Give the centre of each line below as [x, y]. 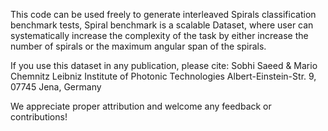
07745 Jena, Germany [56, 87]
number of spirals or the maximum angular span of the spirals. [138, 46]
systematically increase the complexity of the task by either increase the [159, 35]
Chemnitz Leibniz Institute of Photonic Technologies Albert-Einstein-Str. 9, [163, 76]
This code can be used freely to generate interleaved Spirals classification [163, 14]
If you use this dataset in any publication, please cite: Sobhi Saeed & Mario [164, 65]
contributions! [39, 117]
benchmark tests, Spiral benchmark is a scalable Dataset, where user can [162, 25]
